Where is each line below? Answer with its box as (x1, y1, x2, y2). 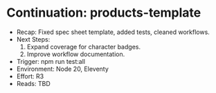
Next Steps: (16, 35, 51, 43)
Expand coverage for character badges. (26, 42, 141, 51)
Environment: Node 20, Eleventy (16, 65, 109, 73)
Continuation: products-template (6, 5, 201, 21)
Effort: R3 (16, 71, 44, 81)
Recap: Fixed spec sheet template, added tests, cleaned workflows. (16, 28, 210, 36)
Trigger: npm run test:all (16, 57, 86, 65)
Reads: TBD (16, 79, 51, 87)
